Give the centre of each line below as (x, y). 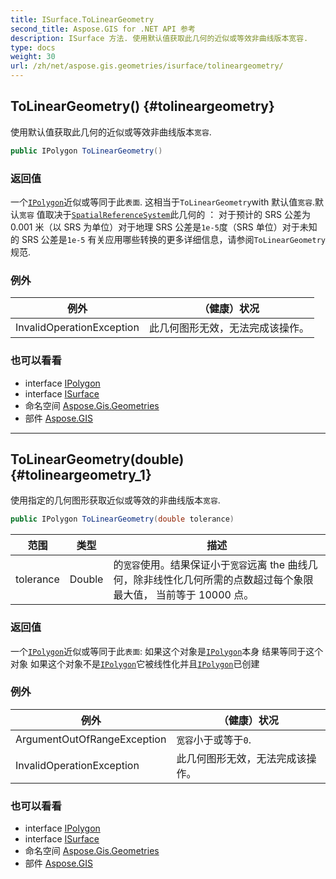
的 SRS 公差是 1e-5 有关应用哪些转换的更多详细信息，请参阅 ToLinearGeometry (168, 239)
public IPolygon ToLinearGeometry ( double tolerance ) (122, 519)
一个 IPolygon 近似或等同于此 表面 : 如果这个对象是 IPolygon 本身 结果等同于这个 (167, 651)
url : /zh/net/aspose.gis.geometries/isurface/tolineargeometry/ (147, 66)
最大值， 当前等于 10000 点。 (184, 595)
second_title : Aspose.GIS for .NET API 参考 (103, 29)
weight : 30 (33, 57)
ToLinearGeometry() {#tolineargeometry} (142, 106)
